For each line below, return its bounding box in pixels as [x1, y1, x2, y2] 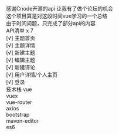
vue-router [6, 99, 32, 106]
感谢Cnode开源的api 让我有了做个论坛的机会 [6, 5, 113, 12]
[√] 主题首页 [6, 35, 35, 41]
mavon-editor [6, 117, 39, 124]
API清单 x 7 [6, 27, 33, 34]
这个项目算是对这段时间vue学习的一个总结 [6, 12, 108, 19]
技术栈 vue [6, 86, 32, 93]
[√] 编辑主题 [6, 56, 35, 63]
